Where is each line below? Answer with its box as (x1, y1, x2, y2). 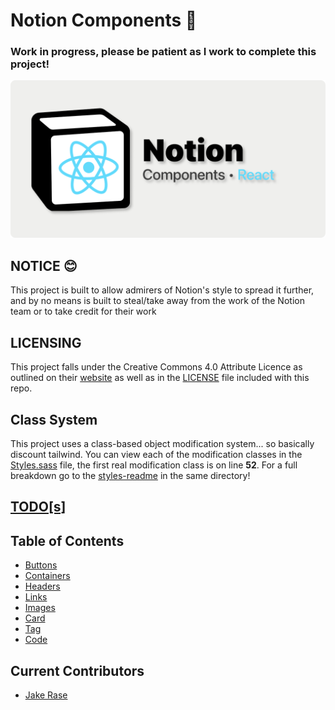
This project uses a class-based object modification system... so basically (10, 437, 315, 449)
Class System (10, 411, 98, 428)
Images (24, 602, 56, 614)
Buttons (24, 559, 58, 571)
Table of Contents (10, 532, 125, 549)
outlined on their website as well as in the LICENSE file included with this (10, 372, 310, 384)
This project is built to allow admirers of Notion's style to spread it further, (10, 284, 315, 296)
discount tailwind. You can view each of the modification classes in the (10, 448, 303, 460)
